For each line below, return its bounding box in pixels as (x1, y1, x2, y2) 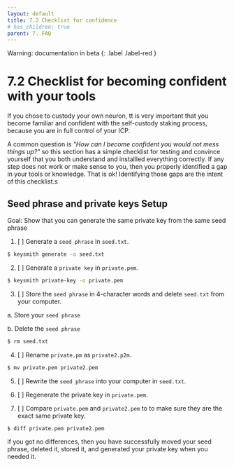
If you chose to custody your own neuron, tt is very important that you (7, 111, 209, 120)
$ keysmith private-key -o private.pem (7, 277, 124, 284)
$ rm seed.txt (7, 338, 49, 345)
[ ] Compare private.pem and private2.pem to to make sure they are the (17, 404, 223, 412)
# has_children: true (7, 23, 71, 30)
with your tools (7, 88, 96, 104)
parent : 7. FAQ (7, 29, 52, 37)
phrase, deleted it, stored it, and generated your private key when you (7, 445, 208, 453)
